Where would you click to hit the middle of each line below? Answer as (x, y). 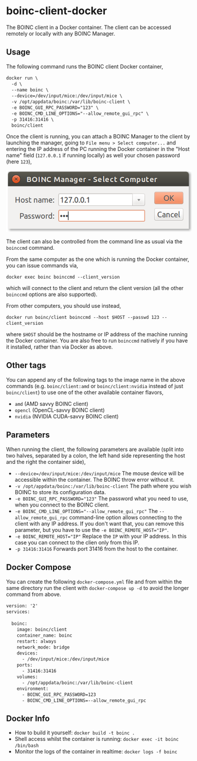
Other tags (26, 365)
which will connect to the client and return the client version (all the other (95, 288)
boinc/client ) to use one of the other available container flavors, (85, 392)
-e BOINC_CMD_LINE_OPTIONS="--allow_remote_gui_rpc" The (86, 511)
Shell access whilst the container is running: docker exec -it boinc (96, 739)
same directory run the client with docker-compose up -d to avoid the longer (98, 588)
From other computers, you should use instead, (64, 306)
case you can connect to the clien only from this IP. (77, 542)
